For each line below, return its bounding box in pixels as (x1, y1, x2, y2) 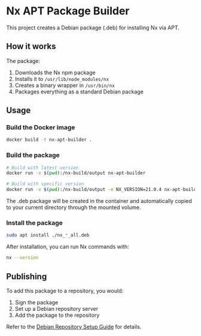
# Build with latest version (6, 165, 79, 171)
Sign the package (14, 298, 59, 306)
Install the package (6, 219, 63, 227)
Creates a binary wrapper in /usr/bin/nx (14, 81, 115, 89)
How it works (6, 41, 56, 52)
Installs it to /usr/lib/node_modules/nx (14, 75, 109, 82)
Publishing (6, 271, 47, 281)
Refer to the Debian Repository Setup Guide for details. (6, 323, 142, 330)
